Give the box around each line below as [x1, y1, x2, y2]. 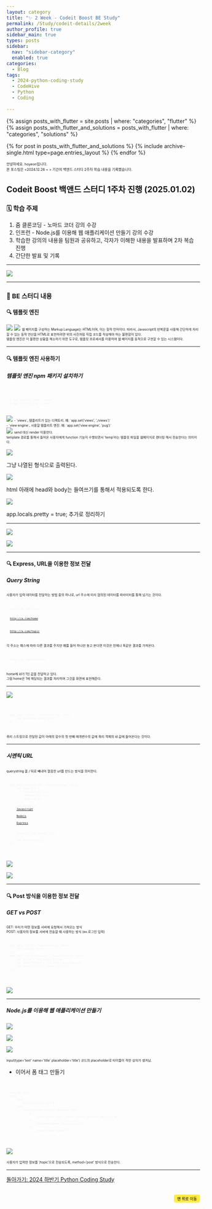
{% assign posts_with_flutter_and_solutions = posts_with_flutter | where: [6, 124, 189, 131]
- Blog [12, 66, 29, 73]
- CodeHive [12, 84, 40, 90]
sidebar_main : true [6, 32, 57, 38]
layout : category [6, 9, 51, 15]
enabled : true [12, 55, 48, 61]
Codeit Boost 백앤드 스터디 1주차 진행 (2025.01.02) [6, 184, 195, 195]
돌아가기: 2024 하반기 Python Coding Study [6, 1175, 115, 1183]
